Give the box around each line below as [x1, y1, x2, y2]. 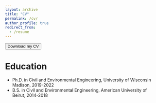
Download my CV [7, 44, 39, 49]
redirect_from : [5, 25, 36, 30]
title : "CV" [5, 12, 29, 16]
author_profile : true [5, 20, 49, 26]
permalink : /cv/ [5, 16, 38, 21]
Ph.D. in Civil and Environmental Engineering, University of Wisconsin [12, 77, 152, 83]
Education [5, 61, 47, 72]
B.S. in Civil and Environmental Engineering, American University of [12, 87, 147, 93]
